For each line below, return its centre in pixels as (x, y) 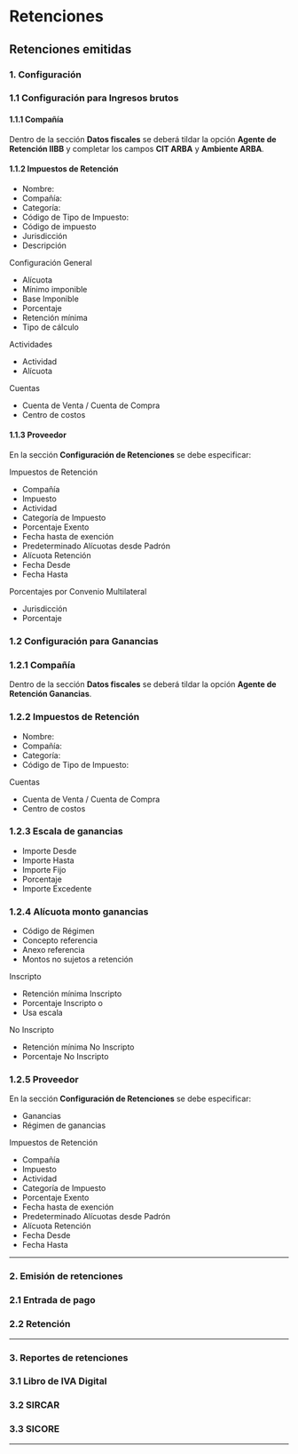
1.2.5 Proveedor (44, 1080)
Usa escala (43, 1013)
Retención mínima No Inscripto (78, 1047)
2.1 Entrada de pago (52, 1300)
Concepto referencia (60, 940)
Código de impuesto (59, 226)
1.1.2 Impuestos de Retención (64, 169)
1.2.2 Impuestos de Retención (74, 717)
